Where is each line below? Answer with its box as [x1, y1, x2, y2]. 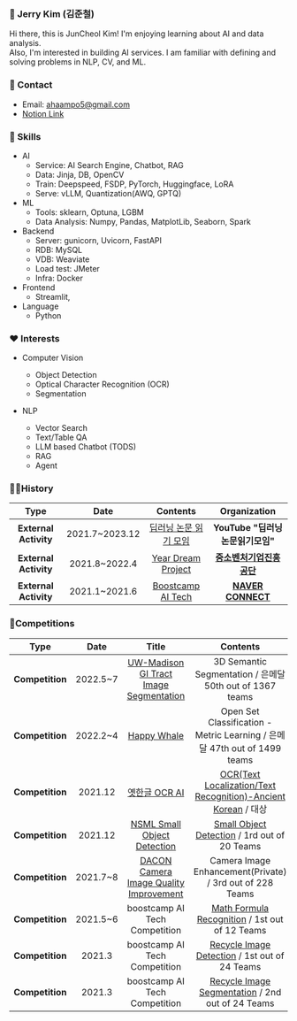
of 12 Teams [213, 924, 267, 936]
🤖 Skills [9, 130, 42, 142]
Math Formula [211, 902, 270, 914]
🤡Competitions [9, 618, 75, 630]
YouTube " [213, 522, 259, 534]
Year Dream [151, 552, 202, 564]
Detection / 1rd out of [195, 829, 286, 841]
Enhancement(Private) [193, 865, 287, 878]
